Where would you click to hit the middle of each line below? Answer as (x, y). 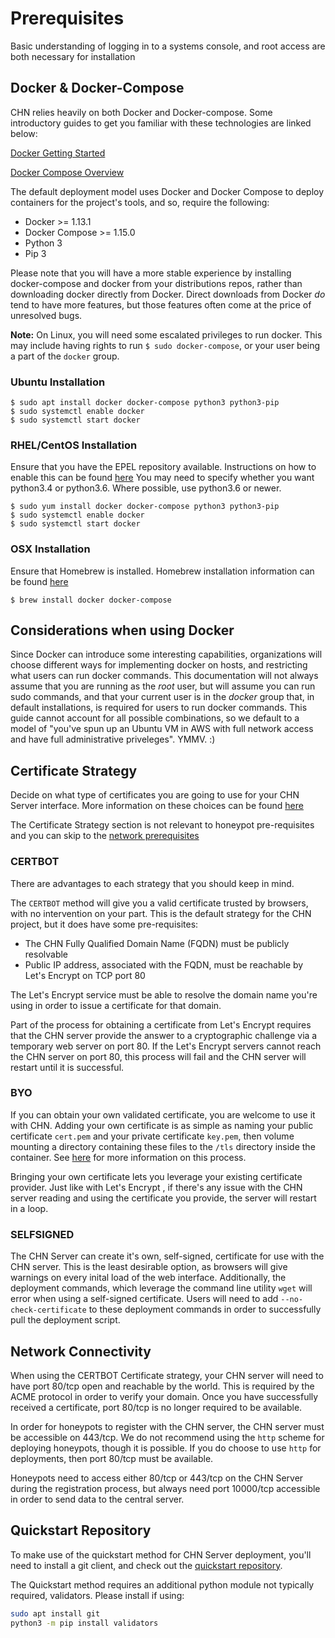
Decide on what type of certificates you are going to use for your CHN (155, 795)
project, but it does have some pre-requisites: (104, 924)
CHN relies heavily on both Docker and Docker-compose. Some (141, 112)
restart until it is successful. (67, 1067)
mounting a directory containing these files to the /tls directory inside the (163, 1146)
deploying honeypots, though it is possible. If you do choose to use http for (166, 1448)
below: (24, 133)
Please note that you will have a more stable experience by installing (151, 273)
